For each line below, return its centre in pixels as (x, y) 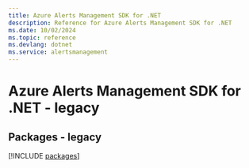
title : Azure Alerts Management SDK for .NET (84, 15)
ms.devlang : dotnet (40, 45)
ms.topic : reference (42, 37)
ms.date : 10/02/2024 (42, 30)
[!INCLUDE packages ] (44, 156)
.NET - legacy (54, 108)
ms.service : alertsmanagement (58, 52)
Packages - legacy (55, 137)
